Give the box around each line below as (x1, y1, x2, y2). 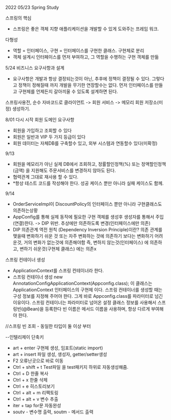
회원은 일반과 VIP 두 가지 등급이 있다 (12, 134, 86, 140)
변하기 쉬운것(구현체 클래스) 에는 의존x (19, 246, 97, 252)
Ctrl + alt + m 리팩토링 (12, 390, 59, 395)
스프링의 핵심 (5, 15, 32, 21)
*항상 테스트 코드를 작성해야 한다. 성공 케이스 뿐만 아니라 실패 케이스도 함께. (12, 180, 164, 186)
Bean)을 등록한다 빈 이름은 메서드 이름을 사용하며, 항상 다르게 (27, 306, 150, 312)
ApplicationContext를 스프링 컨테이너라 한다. (12, 268, 104, 273)
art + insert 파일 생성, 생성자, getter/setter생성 (12, 351, 108, 357)
